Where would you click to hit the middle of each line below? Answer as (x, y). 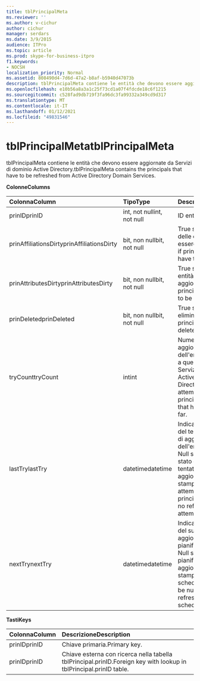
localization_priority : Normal (45, 73)
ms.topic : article (29, 51)
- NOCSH (16, 67)
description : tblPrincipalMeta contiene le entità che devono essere (94, 84)
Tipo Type (137, 202)
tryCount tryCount (34, 377)
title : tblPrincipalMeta (37, 12)
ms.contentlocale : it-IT (37, 106)
